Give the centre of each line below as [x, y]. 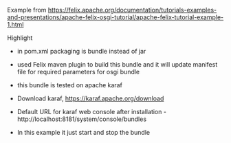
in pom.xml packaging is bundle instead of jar [81, 51]
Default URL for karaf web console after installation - [92, 112]
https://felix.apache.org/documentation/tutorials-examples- [132, 10]
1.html [15, 24]
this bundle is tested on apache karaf [69, 85]
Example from [27, 10]
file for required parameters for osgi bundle [78, 72]
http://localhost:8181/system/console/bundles [81, 119]
